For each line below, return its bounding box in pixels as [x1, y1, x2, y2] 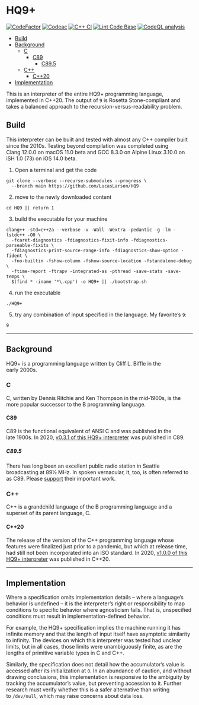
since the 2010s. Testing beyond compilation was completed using [6, 142, 169, 149]
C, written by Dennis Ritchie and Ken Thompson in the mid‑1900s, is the [6, 394, 181, 401]
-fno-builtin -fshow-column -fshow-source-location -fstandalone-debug [11, 258, 192, 264]
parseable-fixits [6, 242, 49, 248]
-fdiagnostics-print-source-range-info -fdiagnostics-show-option [11, 247, 179, 253]
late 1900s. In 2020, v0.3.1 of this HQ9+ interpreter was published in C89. [6, 434, 185, 441]
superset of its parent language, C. [6, 510, 91, 517]
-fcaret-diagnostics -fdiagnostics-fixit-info [11, 237, 129, 243]
